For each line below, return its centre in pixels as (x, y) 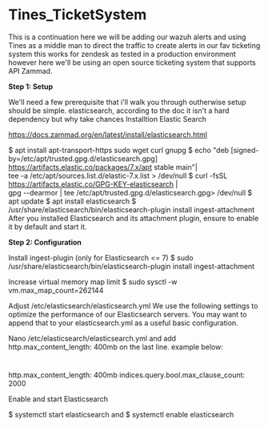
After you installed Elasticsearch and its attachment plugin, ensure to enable (134, 218)
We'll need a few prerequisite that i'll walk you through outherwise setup (127, 102)
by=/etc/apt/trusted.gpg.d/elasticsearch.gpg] (83, 159)
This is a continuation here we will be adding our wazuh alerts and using (127, 37)
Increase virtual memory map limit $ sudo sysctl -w (93, 281)
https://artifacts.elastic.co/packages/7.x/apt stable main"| (103, 167)
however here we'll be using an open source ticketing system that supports (132, 62)
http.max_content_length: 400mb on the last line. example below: (116, 347)
